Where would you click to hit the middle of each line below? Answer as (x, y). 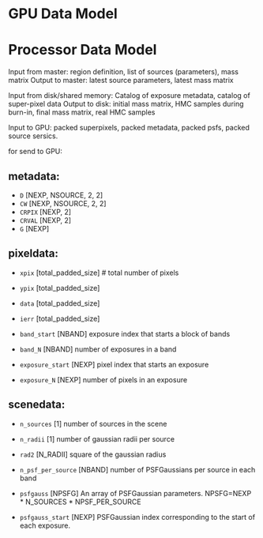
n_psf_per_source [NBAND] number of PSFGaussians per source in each (137, 469)
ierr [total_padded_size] (60, 318)
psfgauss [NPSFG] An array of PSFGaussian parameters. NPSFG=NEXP (135, 493)
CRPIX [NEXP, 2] (45, 212)
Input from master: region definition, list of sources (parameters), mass (124, 72)
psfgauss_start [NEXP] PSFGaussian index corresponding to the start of (137, 517)
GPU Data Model (63, 14)
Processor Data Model (83, 50)
